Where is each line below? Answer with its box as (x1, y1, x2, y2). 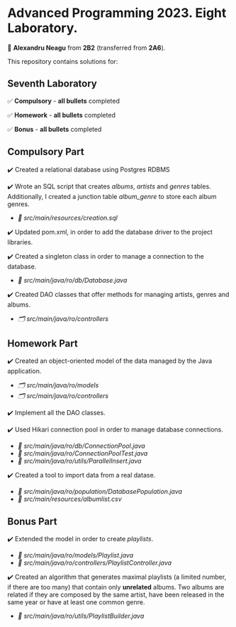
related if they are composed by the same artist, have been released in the (7, 590, 225, 599)
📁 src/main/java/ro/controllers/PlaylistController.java (17, 558, 172, 567)
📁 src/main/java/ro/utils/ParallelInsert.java (17, 457, 142, 465)
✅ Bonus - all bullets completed (7, 125, 102, 133)
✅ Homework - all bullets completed (7, 111, 116, 119)
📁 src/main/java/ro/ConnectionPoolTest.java (17, 449, 148, 458)
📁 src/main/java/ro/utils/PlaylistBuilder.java (17, 611, 145, 621)
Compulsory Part (7, 146, 84, 158)
